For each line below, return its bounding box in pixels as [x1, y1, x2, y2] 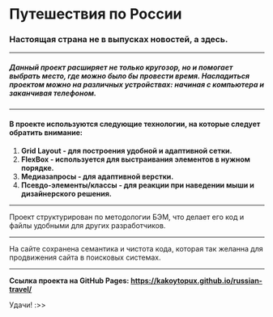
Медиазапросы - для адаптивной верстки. [20, 171, 174, 181]
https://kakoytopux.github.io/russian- [130, 276, 262, 285]
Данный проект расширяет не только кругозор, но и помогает [9, 62, 233, 73]
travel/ [9, 284, 32, 294]
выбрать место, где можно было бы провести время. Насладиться [9, 71, 250, 81]
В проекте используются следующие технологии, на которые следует [9, 119, 261, 129]
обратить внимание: [9, 128, 83, 137]
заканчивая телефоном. [9, 88, 96, 98]
